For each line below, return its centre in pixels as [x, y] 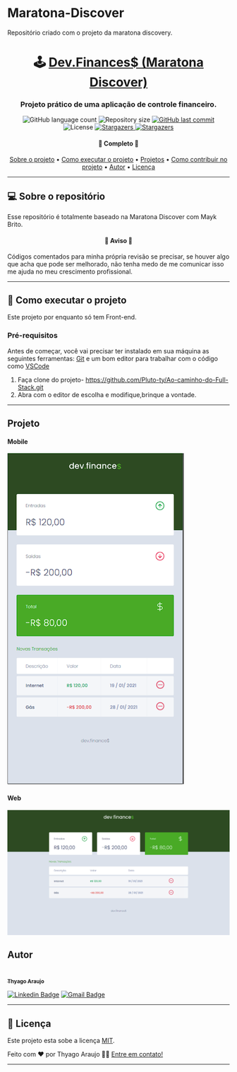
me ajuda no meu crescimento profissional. [70, 271]
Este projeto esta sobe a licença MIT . [61, 1040]
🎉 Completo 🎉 [119, 143]
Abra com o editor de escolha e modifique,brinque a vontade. [107, 394]
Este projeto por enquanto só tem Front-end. [72, 317]
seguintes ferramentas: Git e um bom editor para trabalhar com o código [113, 358]
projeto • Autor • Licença [119, 167]
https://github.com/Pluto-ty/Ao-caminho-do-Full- [157, 379]
